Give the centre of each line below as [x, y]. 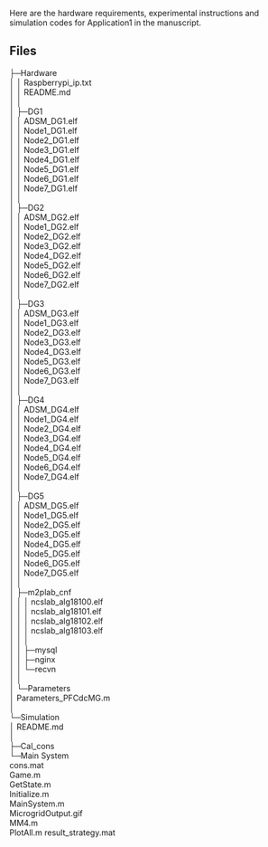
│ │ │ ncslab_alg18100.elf [56, 602]
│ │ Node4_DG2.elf [45, 255]
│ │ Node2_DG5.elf [45, 525]
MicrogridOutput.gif [46, 813]
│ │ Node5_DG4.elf [45, 457]
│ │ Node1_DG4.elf [44, 419]
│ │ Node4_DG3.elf [45, 351]
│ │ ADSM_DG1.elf [44, 120]
